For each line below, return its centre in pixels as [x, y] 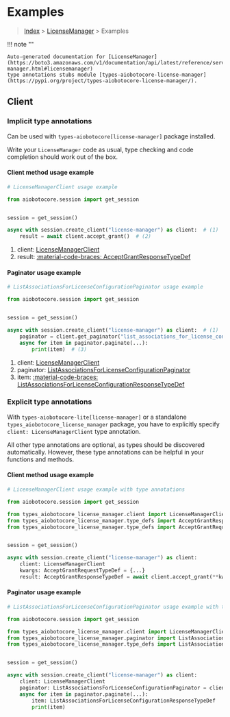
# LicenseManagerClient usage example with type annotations [96, 490]
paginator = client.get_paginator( [70, 337]
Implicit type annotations [50, 121]
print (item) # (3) [60, 349]
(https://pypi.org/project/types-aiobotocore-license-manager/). [102, 81]
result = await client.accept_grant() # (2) [86, 236]
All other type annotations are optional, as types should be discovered [106, 445]
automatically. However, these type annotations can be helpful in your [105, 452]
